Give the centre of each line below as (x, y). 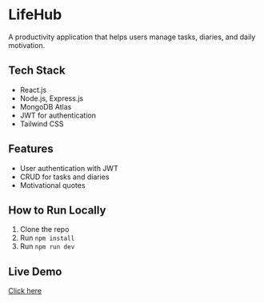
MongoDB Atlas (46, 106)
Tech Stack (37, 71)
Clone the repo (44, 229)
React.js (33, 90)
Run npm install (47, 238)
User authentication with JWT (69, 168)
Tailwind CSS (42, 124)
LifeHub (35, 15)
